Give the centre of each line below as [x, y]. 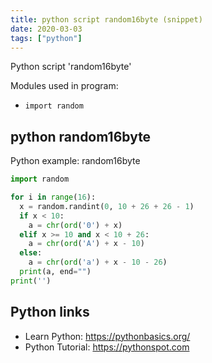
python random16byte [81, 136]
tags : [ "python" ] [46, 38]
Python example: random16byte [75, 161]
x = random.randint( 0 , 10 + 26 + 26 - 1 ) [107, 206]
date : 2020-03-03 [46, 29]
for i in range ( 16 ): [53, 197]
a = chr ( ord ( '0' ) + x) [75, 225]
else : [31, 253]
